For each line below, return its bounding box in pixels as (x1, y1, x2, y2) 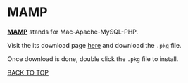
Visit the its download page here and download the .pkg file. (7, 41, 182, 49)
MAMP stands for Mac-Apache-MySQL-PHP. (7, 27, 139, 36)
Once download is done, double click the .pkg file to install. (7, 54, 179, 63)
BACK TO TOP (7, 68, 49, 77)
